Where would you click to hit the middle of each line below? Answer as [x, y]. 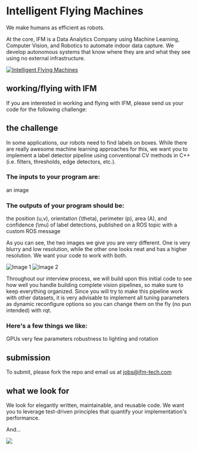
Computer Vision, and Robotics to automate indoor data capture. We [90, 45]
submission [28, 358]
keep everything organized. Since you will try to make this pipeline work [95, 292]
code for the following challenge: [47, 109]
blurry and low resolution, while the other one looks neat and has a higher [97, 249]
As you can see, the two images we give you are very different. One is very [98, 243]
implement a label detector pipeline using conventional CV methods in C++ [98, 155]
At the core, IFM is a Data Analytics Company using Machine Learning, [93, 39]
